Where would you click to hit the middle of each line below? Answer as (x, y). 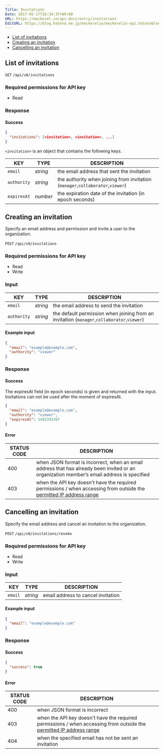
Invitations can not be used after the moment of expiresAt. (63, 397)
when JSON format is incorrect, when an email (90, 462)
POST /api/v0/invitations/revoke (39, 533)
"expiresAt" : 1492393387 (35, 419)
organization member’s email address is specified (93, 474)
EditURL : (14, 23)
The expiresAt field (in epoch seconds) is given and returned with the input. (81, 392)
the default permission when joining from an (103, 313)
